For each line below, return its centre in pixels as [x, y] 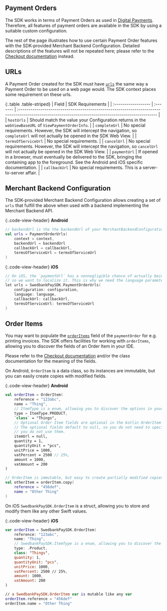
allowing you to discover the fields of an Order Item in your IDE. [70, 346]
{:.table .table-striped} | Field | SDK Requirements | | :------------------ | [79, 104]
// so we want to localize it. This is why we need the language [74, 280]
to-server [15, 173]
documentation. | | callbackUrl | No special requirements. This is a [73, 167]
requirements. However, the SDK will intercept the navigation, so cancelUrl [82, 146]
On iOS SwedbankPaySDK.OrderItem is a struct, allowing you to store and [77, 506]
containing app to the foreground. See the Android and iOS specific [74, 162]
